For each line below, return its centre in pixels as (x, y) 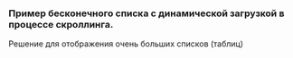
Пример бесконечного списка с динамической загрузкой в (146, 13)
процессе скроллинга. (61, 24)
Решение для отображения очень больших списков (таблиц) (126, 44)
